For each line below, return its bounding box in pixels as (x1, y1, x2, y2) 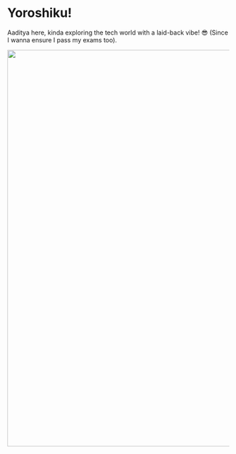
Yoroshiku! (7, 5, 73, 21)
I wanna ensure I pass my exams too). (7, 35, 118, 44)
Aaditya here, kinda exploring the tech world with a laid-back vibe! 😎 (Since (7, 28, 229, 37)
